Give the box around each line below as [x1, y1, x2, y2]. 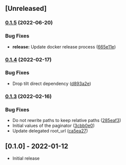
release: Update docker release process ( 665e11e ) [12, 43, 116, 49]
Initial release [12, 155, 40, 161]
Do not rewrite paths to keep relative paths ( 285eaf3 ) [12, 118, 122, 124]
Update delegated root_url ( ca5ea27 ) [12, 128, 88, 134]
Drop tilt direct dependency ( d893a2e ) [12, 81, 91, 86]
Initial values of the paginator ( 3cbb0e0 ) [12, 123, 95, 128]
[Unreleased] [5, 4, 47, 13]
